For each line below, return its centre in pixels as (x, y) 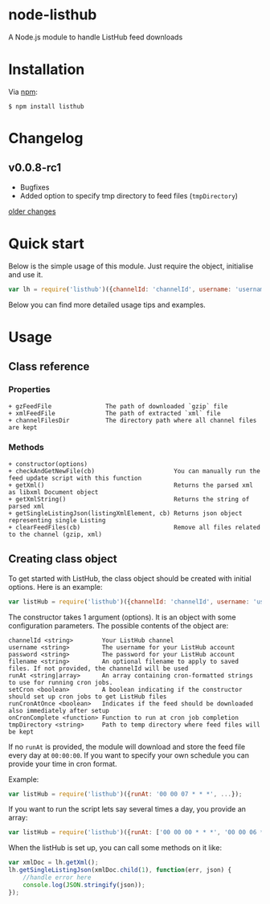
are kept (23, 427)
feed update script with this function (75, 478)
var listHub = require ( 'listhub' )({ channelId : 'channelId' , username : (129, 601)
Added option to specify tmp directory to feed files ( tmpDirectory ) (129, 195)
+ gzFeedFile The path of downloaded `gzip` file (118, 406)
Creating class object (63, 559)
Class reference (49, 367)
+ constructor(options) (48, 464)
